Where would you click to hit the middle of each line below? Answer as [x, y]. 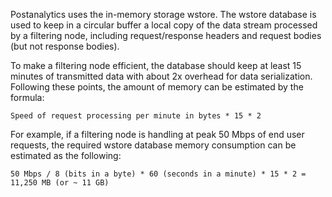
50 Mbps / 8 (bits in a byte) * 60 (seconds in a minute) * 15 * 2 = [158, 174]
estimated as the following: [66, 155]
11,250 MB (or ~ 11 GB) [60, 183]
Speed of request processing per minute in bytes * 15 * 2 [136, 116]
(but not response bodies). [65, 46]
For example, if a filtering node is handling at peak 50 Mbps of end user [157, 134]
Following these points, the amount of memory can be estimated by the [157, 87]
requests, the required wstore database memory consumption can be [153, 145]
